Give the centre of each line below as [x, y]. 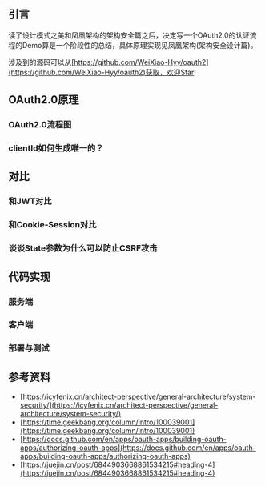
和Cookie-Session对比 [52, 225]
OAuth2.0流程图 [40, 125]
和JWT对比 [30, 201]
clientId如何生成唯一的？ [56, 148]
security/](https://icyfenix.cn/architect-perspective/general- [119, 405]
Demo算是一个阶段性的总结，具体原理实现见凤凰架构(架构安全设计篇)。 [140, 45]
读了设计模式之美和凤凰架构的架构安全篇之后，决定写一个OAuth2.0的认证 [129, 35]
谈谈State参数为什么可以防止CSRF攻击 [83, 248]
